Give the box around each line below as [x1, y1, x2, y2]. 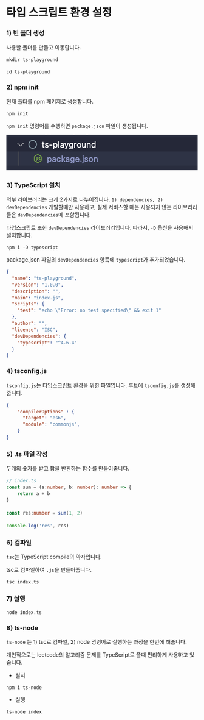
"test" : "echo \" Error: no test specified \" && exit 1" [17, 307, 162, 314]
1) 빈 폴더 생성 [6, 29, 45, 37]
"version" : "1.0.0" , [12, 282, 64, 288]
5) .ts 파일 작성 [6, 449, 48, 458]
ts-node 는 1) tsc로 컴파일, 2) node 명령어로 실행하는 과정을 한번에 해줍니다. [6, 638, 187, 646]
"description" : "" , [12, 288, 61, 294]
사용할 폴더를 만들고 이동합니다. [6, 44, 81, 51]
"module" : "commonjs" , [22, 421, 80, 427]
